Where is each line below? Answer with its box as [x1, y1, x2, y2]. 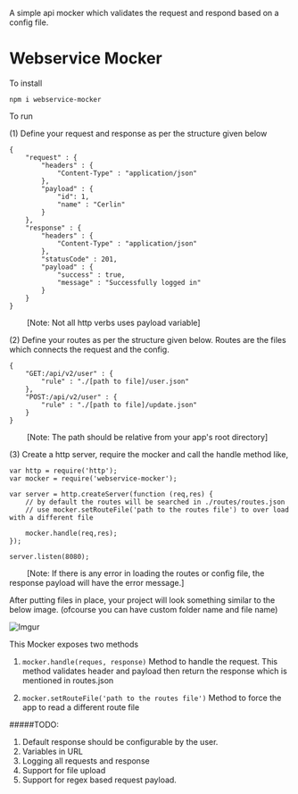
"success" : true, [56, 270, 126, 280]
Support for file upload [21, 765, 106, 775]
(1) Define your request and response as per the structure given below [9, 128, 268, 138]
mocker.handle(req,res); [25, 529, 118, 538]
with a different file [9, 513, 94, 522]
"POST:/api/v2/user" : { [25, 392, 118, 401]
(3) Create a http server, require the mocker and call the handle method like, [9, 448, 288, 459]
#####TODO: [9, 719, 60, 730]
